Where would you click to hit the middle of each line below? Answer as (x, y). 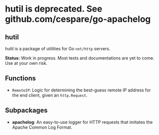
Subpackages (26, 111)
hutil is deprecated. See (54, 9)
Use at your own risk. (26, 63)
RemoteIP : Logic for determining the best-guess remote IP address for (81, 90)
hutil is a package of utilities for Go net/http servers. (58, 49)
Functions (21, 78)
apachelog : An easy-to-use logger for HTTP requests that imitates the (82, 122)
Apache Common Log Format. (42, 127)
